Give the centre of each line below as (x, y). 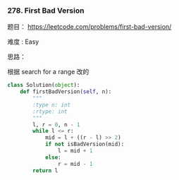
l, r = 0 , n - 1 (56, 125)
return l (45, 170)
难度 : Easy (23, 42)
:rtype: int (50, 112)
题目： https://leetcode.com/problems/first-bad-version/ (89, 27)
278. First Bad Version (46, 11)
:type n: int (52, 104)
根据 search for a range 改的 (48, 72)
